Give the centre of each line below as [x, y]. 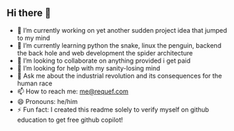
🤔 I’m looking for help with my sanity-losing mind [88, 68]
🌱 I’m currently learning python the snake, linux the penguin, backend [119, 45]
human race [35, 83]
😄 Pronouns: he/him [47, 101]
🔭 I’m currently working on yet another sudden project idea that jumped [122, 30]
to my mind [34, 38]
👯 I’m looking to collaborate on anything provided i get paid [103, 61]
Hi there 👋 [29, 13]
